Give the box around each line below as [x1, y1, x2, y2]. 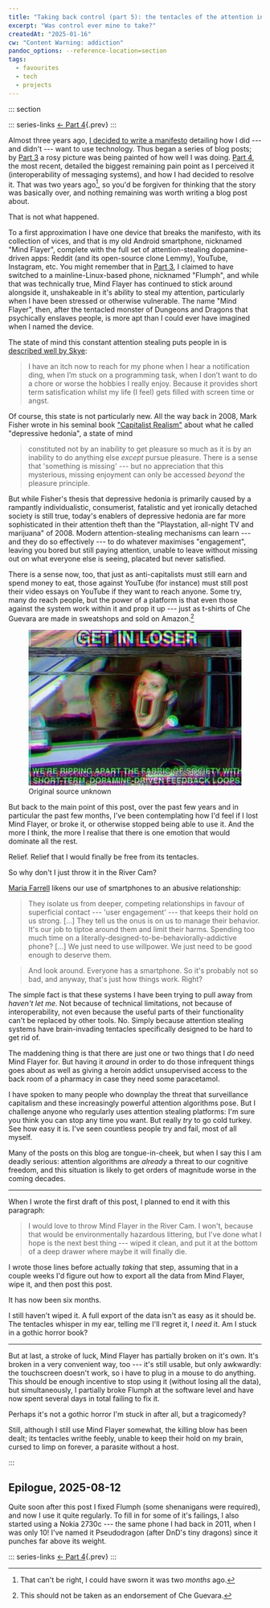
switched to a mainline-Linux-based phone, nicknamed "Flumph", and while [8, 271, 260, 280]
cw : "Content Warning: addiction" [8, 39, 125, 47]
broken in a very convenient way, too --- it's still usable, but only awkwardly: [8, 1359, 262, 1369]
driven [8, 254, 30, 263]
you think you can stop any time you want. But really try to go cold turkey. [8, 1115, 252, 1125]
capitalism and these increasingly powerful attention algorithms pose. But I [8, 1098, 256, 1108]
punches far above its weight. [8, 1536, 107, 1546]
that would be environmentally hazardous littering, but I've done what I [27, 1229, 262, 1239]
